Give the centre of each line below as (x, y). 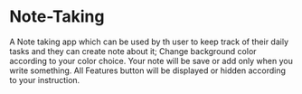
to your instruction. (45, 80)
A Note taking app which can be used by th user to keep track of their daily (149, 42)
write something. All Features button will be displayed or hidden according (148, 70)
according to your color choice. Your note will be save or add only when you (151, 61)
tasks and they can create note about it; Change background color (133, 51)
